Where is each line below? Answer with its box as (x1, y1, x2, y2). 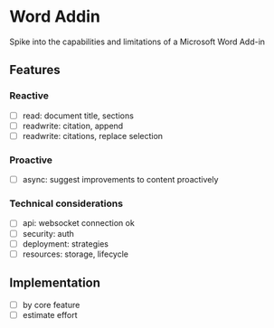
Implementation (9, 276, 101, 291)
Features (9, 62, 61, 78)
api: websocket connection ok (22, 218, 136, 229)
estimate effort (22, 309, 79, 320)
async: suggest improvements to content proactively (22, 174, 219, 185)
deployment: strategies (22, 238, 109, 249)
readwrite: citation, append (22, 120, 124, 131)
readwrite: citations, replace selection (22, 130, 164, 141)
